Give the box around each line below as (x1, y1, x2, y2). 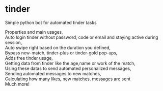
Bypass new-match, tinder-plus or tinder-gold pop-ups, (5, 50, 118, 56)
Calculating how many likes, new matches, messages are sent (5, 76, 131, 82)
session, (5, 39, 22, 45)
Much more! (5, 81, 30, 87)
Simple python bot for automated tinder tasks (5, 20, 97, 25)
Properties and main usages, (5, 29, 63, 35)
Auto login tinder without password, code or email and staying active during (5, 34, 159, 40)
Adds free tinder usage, (5, 55, 53, 61)
